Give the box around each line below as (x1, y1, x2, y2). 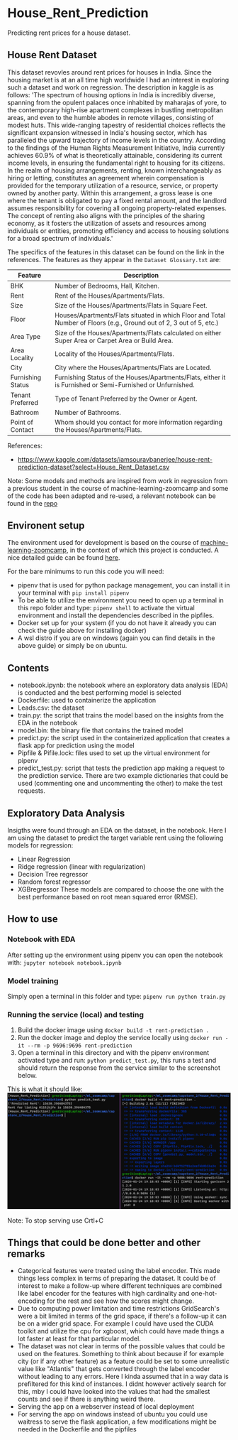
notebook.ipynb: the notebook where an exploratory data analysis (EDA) (17, 681, 229, 690)
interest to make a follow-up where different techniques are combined (17, 1282, 222, 1290)
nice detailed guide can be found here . (7, 553, 120, 562)
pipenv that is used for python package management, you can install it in (17, 581, 230, 590)
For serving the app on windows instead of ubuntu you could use (17, 1410, 208, 1419)
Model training (7, 975, 59, 985)
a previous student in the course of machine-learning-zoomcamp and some (7, 484, 229, 492)
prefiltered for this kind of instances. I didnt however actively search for (17, 1380, 227, 1388)
